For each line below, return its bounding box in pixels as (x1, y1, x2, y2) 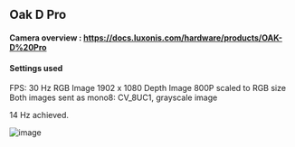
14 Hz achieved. (9, 110, 70, 121)
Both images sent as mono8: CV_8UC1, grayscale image (9, 92, 218, 103)
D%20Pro (9, 41, 47, 52)
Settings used (9, 62, 63, 73)
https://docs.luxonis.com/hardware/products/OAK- (82, 32, 283, 43)
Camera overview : (9, 32, 82, 43)
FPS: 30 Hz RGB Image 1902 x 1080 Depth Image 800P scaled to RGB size (9, 83, 287, 94)
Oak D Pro (9, 7, 67, 23)
